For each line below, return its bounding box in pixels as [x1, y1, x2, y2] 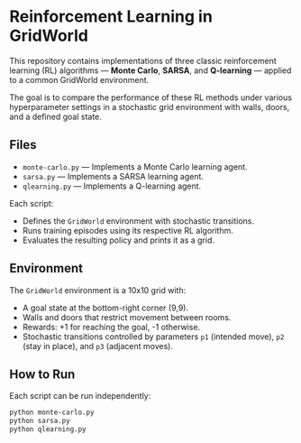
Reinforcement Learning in [9, 6, 214, 27]
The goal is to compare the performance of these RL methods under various [9, 92, 293, 103]
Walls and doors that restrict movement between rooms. [22, 311, 232, 322]
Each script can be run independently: [9, 391, 151, 401]
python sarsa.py [9, 417, 70, 426]
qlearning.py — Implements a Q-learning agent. [22, 180, 202, 191]
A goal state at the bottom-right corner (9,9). [22, 302, 189, 313]
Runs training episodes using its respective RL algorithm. [22, 225, 234, 235]
